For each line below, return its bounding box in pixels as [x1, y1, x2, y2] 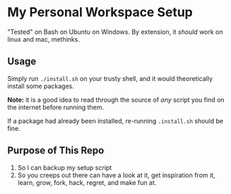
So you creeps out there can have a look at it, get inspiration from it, [17, 171, 215, 179]
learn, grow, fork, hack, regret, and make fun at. [17, 178, 157, 187]
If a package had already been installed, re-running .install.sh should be [7, 116, 224, 125]
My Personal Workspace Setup [7, 4, 193, 20]
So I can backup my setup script [17, 163, 112, 171]
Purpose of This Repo [7, 145, 105, 157]
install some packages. [7, 82, 74, 90]
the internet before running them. [7, 103, 105, 111]
